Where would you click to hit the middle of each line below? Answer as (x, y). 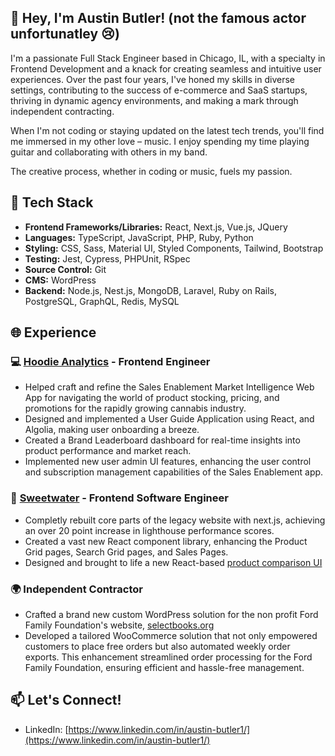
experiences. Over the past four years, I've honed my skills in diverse (152, 79)
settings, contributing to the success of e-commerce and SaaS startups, (159, 90)
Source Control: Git (65, 269)
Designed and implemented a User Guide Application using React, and (169, 419)
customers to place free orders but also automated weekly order (157, 646)
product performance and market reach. (108, 451)
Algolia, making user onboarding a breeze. (112, 430)
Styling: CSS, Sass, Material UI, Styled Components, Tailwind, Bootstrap (174, 248)
